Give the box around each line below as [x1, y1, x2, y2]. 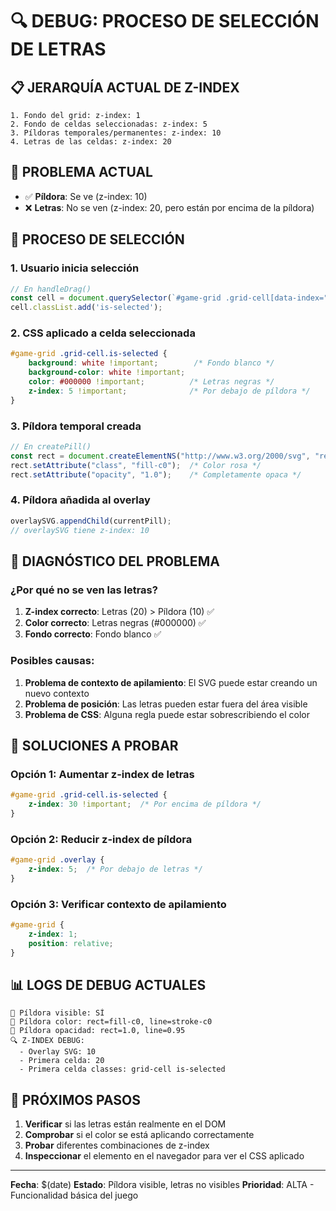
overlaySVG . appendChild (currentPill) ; [10, 516, 172, 526]
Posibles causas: [10, 654, 95, 668]
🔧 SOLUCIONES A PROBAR [10, 737, 179, 754]
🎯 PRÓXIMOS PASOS [10, 1091, 142, 1108]
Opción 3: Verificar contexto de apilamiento [10, 897, 227, 911]
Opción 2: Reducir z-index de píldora [10, 832, 193, 846]
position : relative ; [28, 938, 114, 948]
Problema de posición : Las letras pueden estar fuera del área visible [24, 698, 308, 710]
